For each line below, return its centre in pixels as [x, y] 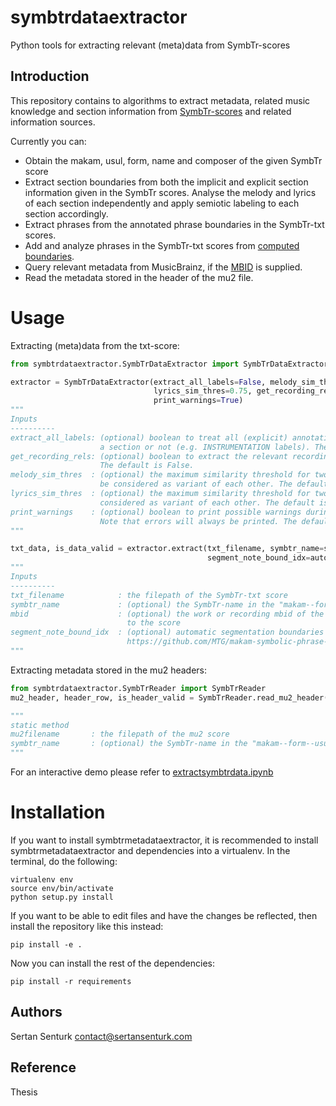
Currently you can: [48, 141]
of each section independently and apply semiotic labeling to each [162, 203]
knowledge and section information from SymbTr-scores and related [151, 111]
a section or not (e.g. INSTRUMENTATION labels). [205, 447]
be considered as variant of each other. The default [214, 484]
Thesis [24, 1092]
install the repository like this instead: [87, 926]
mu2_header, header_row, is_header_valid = [102, 697]
